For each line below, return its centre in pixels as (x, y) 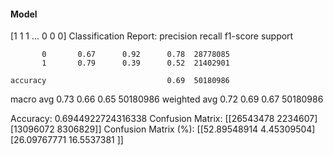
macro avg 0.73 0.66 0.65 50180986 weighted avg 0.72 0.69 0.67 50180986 (167, 99)
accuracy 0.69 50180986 (120, 81)
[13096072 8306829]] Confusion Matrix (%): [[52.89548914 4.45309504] (163, 129)
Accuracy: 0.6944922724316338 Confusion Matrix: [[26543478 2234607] (164, 119)
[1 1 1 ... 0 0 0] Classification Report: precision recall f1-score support (152, 36)
